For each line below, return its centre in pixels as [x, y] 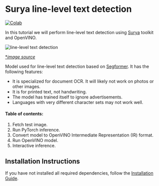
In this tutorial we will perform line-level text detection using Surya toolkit [79, 32]
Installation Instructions [43, 161]
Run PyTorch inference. [36, 130]
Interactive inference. [34, 146]
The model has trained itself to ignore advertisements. [67, 97]
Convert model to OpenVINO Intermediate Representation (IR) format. [83, 135]
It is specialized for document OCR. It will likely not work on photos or [83, 81]
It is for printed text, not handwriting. [50, 92]
